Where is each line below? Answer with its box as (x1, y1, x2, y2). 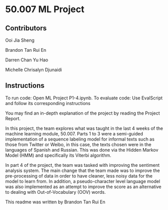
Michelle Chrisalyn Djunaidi (5, 67, 62, 73)
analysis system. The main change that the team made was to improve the (5, 167, 160, 173)
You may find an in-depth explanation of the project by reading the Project (5, 110, 160, 116)
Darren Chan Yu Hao (5, 57, 49, 63)
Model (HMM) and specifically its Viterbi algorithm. (5, 152, 111, 158)
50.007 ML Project (5, 4, 85, 15)
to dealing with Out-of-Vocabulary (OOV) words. (5, 189, 106, 195)
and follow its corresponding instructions (5, 100, 91, 106)
